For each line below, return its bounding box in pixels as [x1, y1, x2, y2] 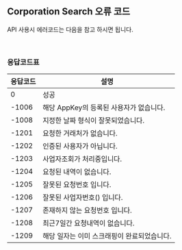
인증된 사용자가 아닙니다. [42, 142, 118, 151]
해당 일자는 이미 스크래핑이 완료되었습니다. [42, 232, 172, 241]
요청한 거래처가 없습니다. [42, 129, 118, 138]
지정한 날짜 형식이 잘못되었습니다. [42, 116, 145, 125]
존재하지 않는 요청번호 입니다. [42, 205, 132, 215]
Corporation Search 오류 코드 [7, 5, 131, 18]
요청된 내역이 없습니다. [42, 167, 112, 177]
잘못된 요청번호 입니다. [42, 180, 112, 190]
